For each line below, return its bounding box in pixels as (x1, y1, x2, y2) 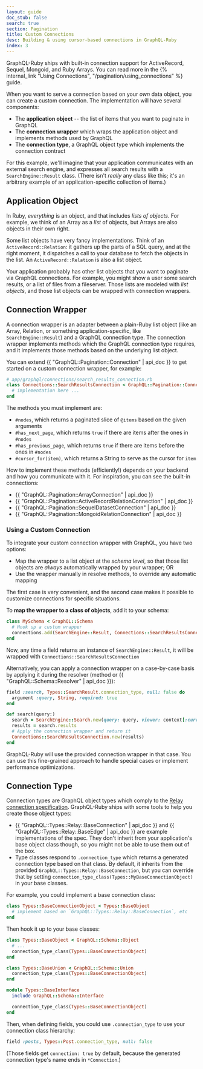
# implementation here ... (11, 387, 80, 394)
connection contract (14, 147, 66, 155)
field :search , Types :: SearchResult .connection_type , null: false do (6, 689, 185, 695)
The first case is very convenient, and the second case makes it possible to (6, 589, 195, 596)
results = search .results (11, 723, 77, 729)
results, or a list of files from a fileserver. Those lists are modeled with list (6, 280, 188, 288)
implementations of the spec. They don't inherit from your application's (14, 834, 192, 842)
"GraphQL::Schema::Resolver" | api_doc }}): (6, 677, 115, 685)
